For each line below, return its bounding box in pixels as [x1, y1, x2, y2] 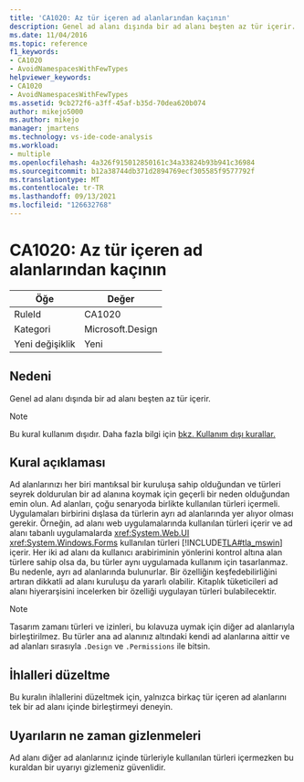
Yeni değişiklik [14, 337, 76, 350]
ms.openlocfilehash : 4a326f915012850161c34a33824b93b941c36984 [9, 157, 256, 167]
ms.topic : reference [9, 38, 89, 48]
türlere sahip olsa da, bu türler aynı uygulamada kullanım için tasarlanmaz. [9, 557, 288, 568]
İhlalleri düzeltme [9, 667, 110, 682]
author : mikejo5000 [9, 107, 84, 116]
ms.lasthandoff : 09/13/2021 [9, 192, 117, 201]
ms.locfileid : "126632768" [9, 200, 112, 210]
